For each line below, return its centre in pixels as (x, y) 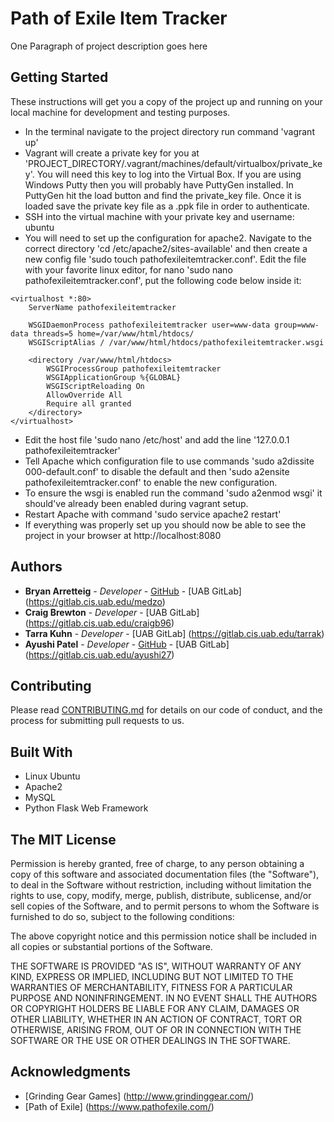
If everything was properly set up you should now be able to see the (165, 524)
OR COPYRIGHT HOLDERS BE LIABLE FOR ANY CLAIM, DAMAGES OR (155, 1008)
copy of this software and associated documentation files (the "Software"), (165, 874)
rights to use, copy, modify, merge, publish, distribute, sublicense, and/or (161, 895)
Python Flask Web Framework (86, 808)
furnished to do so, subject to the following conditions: (122, 916)
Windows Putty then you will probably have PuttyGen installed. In (159, 184)
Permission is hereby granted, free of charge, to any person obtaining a (157, 863)
